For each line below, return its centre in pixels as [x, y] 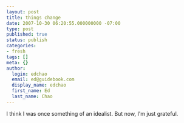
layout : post [23, 12]
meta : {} [17, 62]
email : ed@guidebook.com [43, 79]
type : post [20, 29]
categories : [21, 46]
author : [16, 68]
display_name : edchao [39, 85]
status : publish [27, 40]
